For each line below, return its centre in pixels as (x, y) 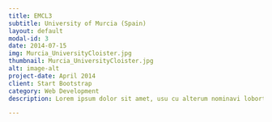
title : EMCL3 (30, 16)
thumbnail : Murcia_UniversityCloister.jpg (81, 61)
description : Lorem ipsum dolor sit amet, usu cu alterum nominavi (125, 99)
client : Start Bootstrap (50, 83)
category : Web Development (54, 91)
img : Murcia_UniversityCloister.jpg (70, 53)
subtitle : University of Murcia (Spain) (78, 23)
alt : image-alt (34, 69)
